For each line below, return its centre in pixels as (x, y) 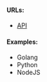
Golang (27, 57)
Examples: (22, 42)
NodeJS (28, 72)
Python (27, 65)
